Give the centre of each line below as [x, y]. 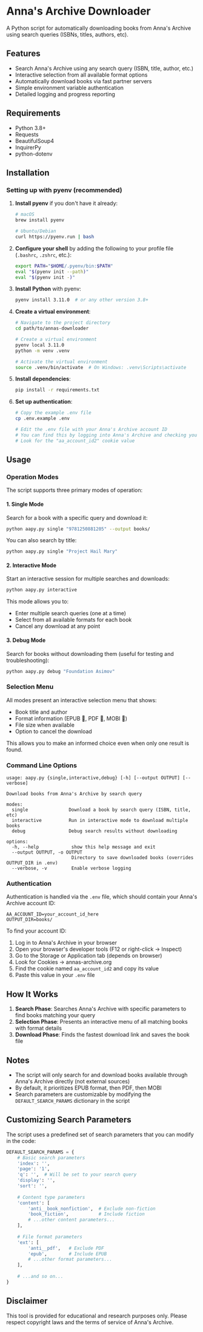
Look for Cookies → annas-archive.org [63, 962]
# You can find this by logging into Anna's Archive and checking [101, 435]
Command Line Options [42, 765]
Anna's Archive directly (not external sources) [72, 1081]
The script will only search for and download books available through [101, 1075]
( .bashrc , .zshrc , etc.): [43, 255]
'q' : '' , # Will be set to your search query [77, 1175]
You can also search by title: [42, 540]
